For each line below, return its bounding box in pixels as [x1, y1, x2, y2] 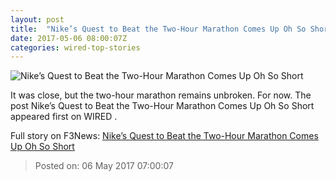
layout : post [10, 14, 65, 25]
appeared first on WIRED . [10, 111, 118, 123]
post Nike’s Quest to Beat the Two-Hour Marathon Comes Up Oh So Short [10, 100, 315, 112]
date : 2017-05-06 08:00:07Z [10, 33, 128, 43]
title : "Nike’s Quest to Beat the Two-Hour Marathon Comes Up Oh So [10, 24, 307, 34]
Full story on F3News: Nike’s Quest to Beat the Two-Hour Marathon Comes [10, 130, 319, 142]
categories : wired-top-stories [10, 42, 141, 53]
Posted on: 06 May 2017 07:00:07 [34, 160, 174, 172]
